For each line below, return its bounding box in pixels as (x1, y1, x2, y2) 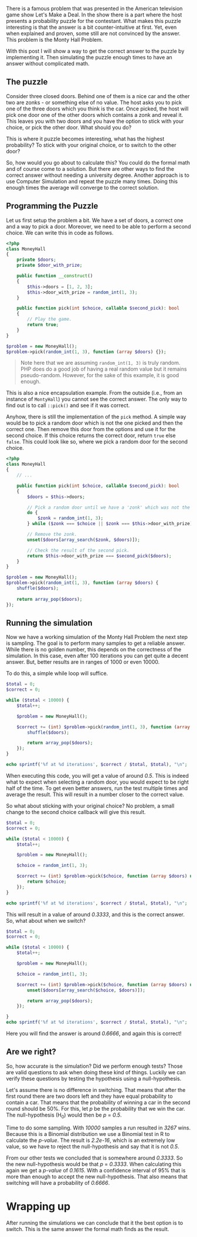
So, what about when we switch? (6, 917, 86, 924)
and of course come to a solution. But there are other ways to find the (6, 165, 175, 172)
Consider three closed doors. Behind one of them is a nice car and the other (6, 92, 190, 99)
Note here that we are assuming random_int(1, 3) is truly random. (20, 359, 181, 367)
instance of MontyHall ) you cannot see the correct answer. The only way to (6, 396, 188, 403)
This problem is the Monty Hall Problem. (6, 36, 103, 43)
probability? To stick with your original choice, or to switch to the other (6, 141, 177, 149)
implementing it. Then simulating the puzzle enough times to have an (6, 54, 173, 60)
